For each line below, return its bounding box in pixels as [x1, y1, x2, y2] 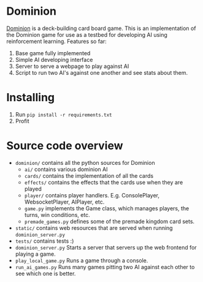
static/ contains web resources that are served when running [15, 224, 173, 231]
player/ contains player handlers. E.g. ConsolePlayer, [24, 191, 159, 199]
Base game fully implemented [15, 49, 91, 56]
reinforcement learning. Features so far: [6, 37, 107, 45]
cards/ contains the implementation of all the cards [24, 172, 154, 179]
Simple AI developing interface [15, 56, 93, 63]
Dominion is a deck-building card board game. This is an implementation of [6, 25, 196, 32]
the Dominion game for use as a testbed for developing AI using [6, 31, 167, 38]
